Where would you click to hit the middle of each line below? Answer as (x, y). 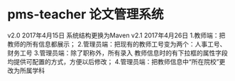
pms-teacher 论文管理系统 (86, 14)
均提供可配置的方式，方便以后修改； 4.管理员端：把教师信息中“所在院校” (113, 61)
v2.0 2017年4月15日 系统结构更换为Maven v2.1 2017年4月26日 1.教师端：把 (116, 35)
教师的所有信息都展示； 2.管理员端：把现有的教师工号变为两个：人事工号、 (117, 44)
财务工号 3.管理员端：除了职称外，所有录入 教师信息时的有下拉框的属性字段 (118, 53)
